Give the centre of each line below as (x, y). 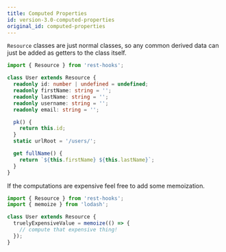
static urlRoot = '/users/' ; (55, 141)
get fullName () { (38, 153)
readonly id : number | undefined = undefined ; (81, 84)
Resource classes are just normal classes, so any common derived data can (113, 46)
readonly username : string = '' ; (61, 103)
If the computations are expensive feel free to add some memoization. (106, 186)
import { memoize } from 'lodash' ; (58, 205)
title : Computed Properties (47, 13)
